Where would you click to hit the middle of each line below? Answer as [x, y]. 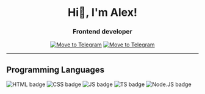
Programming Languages [56, 70]
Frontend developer [103, 32]
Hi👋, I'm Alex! [103, 13]
